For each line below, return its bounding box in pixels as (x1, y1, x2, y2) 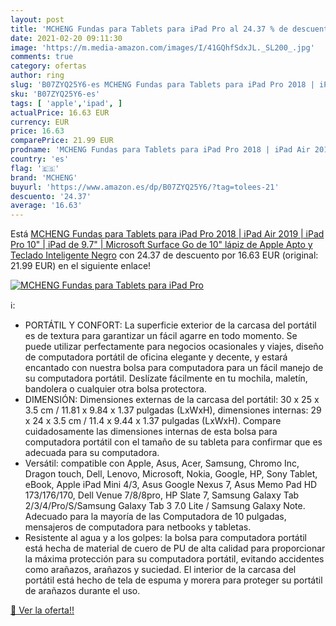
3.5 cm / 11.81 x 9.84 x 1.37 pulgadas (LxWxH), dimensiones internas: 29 (24, 404, 322, 416)
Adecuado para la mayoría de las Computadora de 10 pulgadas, (24, 511, 287, 523)
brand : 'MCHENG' (10, 172, 78, 183)
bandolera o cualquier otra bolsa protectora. (24, 383, 207, 395)
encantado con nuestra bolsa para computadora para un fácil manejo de (24, 362, 324, 374)
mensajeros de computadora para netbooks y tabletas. (24, 521, 252, 533)
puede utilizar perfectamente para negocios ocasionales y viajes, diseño (24, 341, 324, 353)
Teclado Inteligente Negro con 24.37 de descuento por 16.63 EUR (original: (10, 249, 319, 261)
